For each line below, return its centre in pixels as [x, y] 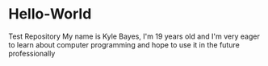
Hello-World [50, 14]
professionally [32, 53]
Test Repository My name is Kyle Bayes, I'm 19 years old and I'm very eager [134, 36]
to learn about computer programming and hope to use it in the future [124, 44]
